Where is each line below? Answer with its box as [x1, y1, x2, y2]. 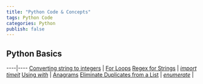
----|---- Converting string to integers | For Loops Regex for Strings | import [6, 65, 197, 72]
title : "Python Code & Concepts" [6, 9, 91, 15]
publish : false [6, 26, 45, 32]
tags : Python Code [6, 15, 53, 21]
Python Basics [6, 48, 63, 58]
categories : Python [6, 20, 56, 26]
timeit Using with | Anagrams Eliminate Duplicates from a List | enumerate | [6, 71, 194, 79]
